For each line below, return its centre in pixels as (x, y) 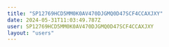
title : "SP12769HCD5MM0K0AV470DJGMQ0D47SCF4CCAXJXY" (85, 13)
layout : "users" (31, 33)
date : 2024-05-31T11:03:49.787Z (54, 20)
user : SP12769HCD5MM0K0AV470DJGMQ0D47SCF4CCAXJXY (81, 26)
